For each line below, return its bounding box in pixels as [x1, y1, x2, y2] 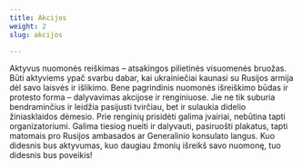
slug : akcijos [9, 30, 64, 39]
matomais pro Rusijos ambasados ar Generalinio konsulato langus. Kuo [9, 131, 276, 142]
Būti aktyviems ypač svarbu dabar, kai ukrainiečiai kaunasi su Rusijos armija [9, 73, 294, 84]
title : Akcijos [9, 13, 67, 23]
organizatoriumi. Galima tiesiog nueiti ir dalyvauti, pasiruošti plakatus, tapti [9, 121, 288, 132]
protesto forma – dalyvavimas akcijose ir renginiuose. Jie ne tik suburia [9, 92, 276, 103]
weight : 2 [9, 22, 47, 31]
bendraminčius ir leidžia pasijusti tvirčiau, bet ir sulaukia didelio [9, 102, 247, 113]
